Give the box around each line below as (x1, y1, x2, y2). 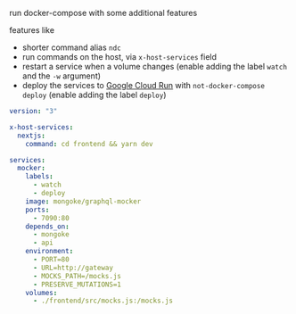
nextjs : (17, 131, 46, 140)
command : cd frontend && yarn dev (25, 139, 153, 148)
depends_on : (25, 222, 70, 231)
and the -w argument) (21, 70, 101, 81)
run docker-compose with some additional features (9, 8, 198, 18)
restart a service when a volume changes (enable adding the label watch (21, 62, 288, 71)
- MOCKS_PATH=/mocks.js (32, 271, 122, 280)
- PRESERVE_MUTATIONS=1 (32, 280, 122, 289)
